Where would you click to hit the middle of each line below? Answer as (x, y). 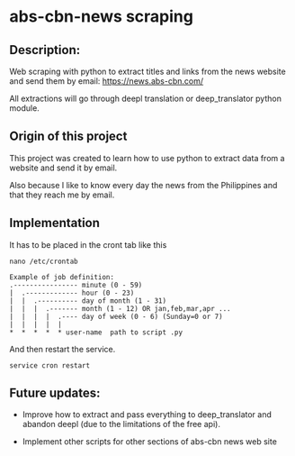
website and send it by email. (63, 168)
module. (25, 108)
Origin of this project (68, 137)
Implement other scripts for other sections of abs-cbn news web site (149, 442)
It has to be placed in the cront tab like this (88, 244)
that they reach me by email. (62, 195)
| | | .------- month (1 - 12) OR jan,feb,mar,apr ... (120, 308)
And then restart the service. (63, 349)
